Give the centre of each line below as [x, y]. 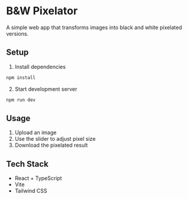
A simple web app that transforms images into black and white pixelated [94, 27]
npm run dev [21, 100]
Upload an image [36, 132]
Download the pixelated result [51, 145]
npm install [21, 78]
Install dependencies [40, 67]
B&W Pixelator [42, 11]
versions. [17, 33]
